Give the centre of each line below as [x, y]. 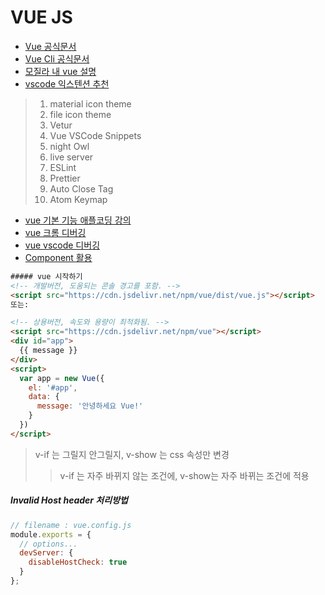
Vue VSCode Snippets [95, 135]
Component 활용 [58, 257]
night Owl [69, 146]
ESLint [63, 167]
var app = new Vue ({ [62, 378]
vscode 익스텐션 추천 [67, 83]
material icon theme [90, 103]
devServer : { [46, 553]
